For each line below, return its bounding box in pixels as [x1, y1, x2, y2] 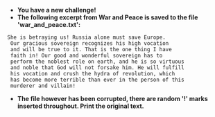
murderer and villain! [10, 82, 76, 89]
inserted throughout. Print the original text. [17, 102, 144, 110]
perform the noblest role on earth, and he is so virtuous [10, 58, 185, 65]
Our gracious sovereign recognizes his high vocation [10, 40, 169, 47]
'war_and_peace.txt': [17, 21, 81, 28]
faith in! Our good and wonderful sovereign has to [10, 52, 163, 59]
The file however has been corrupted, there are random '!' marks [17, 95, 208, 102]
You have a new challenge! [17, 6, 96, 14]
